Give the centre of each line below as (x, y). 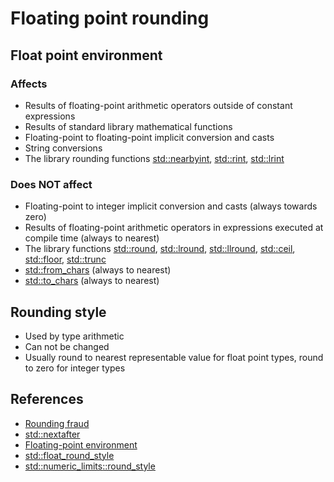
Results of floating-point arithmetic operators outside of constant (158, 105)
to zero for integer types (75, 368)
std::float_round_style (69, 455)
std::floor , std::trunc (65, 259)
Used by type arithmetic (74, 336)
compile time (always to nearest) (92, 238)
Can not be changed (67, 346)
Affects (29, 84)
